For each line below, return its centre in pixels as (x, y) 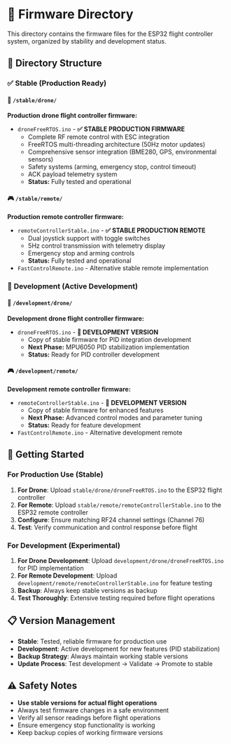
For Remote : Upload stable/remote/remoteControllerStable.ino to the (119, 505)
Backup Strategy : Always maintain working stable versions (103, 656)
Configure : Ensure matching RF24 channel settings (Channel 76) (111, 519)
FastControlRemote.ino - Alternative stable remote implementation (113, 268)
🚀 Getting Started (46, 454)
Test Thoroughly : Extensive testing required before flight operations (116, 598)
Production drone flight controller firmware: (72, 116)
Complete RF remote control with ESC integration (99, 137)
